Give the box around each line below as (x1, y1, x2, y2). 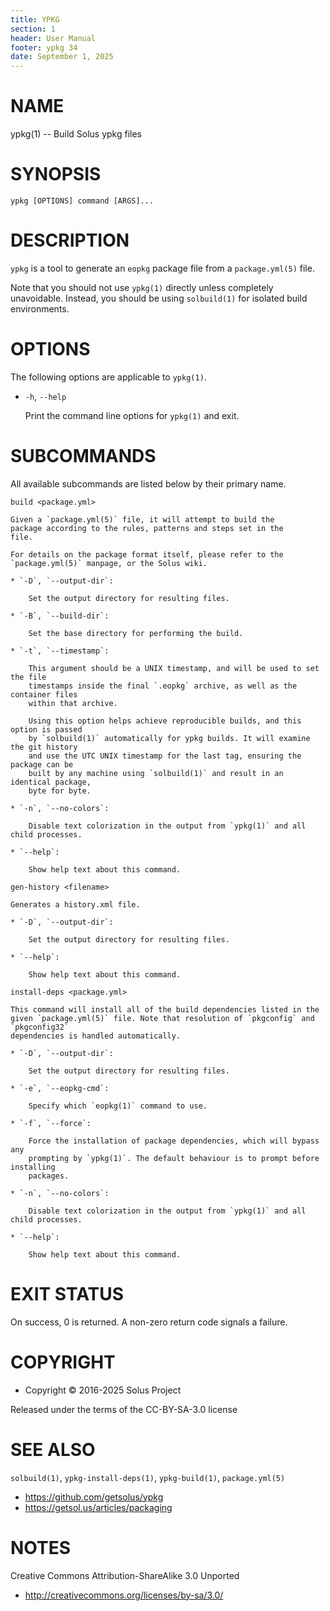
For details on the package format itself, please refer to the (10, 549, 284, 560)
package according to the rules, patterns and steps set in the (10, 523, 284, 533)
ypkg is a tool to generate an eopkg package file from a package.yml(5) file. (10, 262, 315, 274)
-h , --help (24, 390, 67, 402)
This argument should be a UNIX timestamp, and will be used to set (28, 663, 320, 673)
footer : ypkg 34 (10, 42, 78, 53)
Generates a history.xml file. (10, 899, 141, 910)
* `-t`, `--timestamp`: (10, 646, 110, 656)
